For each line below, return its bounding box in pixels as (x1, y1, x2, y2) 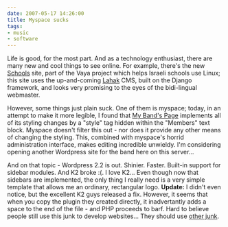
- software (7, 36, 38, 43)
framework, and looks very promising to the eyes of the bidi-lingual (7, 84, 198, 92)
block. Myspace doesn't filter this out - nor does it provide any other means (7, 126, 221, 134)
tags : (7, 23, 23, 29)
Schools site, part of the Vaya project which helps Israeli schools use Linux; (7, 69, 221, 77)
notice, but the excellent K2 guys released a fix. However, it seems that (7, 190, 208, 199)
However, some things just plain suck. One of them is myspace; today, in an (7, 104, 221, 112)
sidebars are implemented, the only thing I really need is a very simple (7, 176, 205, 184)
